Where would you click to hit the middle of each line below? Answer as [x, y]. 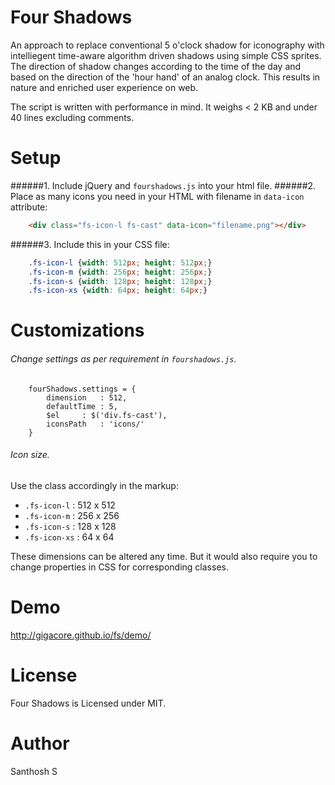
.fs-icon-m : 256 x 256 [72, 515]
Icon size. [30, 455]
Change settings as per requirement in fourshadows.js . [123, 359]
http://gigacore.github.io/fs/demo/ [81, 635]
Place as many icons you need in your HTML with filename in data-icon [157, 196]
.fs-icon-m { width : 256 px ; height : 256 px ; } [120, 272]
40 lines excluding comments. [72, 117]
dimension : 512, [87, 397]
